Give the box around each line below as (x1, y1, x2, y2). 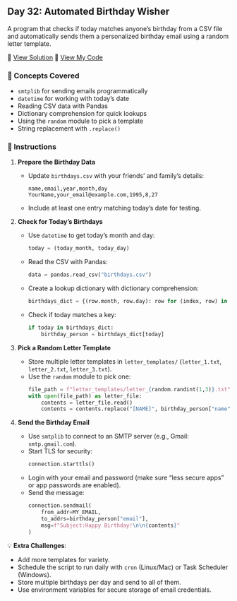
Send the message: (28, 489, 85, 497)
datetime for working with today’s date (17, 95, 129, 103)
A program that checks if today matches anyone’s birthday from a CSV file (7, 24, 223, 32)
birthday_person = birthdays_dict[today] (41, 331, 164, 338)
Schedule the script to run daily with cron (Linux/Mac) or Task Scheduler (17, 563, 229, 571)
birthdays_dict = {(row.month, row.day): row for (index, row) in (28, 298, 228, 305)
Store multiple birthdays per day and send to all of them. (17, 578, 181, 586)
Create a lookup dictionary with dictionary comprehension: (28, 284, 199, 292)
